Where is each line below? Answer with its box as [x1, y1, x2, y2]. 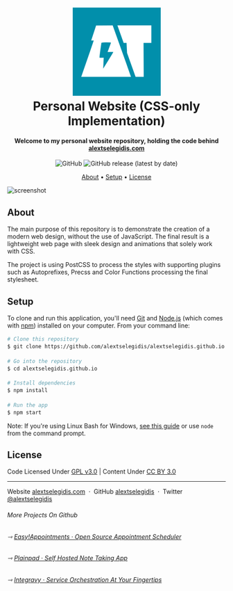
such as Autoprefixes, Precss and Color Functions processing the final [7, 268, 208, 277]
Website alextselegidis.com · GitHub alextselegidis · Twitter [7, 487, 183, 496]
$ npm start [7, 409, 42, 416]
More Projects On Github [7, 511, 78, 519]
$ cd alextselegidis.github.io [7, 365, 98, 372]
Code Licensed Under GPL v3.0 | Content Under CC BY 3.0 [7, 467, 176, 476]
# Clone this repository [7, 336, 79, 343]
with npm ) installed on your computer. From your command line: [7, 321, 191, 330]
